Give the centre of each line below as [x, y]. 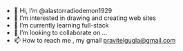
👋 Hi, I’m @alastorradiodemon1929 [63, 11]
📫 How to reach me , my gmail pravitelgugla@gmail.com [95, 40]
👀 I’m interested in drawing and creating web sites [85, 18]
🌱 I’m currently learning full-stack [61, 25]
